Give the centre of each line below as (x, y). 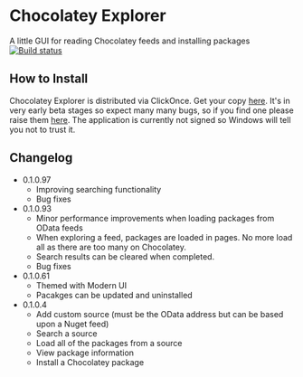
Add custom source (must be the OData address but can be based (160, 314)
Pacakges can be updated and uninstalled (114, 295)
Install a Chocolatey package (90, 362)
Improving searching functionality (99, 189)
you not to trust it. (43, 129)
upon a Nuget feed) (72, 324)
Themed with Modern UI (81, 285)
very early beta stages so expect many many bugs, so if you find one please (151, 110)
